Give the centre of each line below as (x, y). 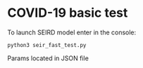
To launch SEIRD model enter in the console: (72, 32)
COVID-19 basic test (68, 13)
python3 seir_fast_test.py (47, 45)
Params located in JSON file (48, 58)
